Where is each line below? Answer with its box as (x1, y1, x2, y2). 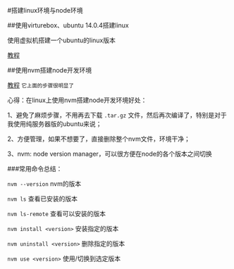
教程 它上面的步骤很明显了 (7, 81, 74, 89)
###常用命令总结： (7, 165, 63, 173)
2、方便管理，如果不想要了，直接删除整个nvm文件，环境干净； (7, 134, 190, 143)
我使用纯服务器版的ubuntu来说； (7, 120, 102, 128)
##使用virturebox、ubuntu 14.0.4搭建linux (7, 21, 129, 30)
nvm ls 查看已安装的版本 (7, 194, 78, 203)
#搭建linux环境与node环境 (7, 6, 83, 14)
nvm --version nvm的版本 (7, 180, 82, 188)
